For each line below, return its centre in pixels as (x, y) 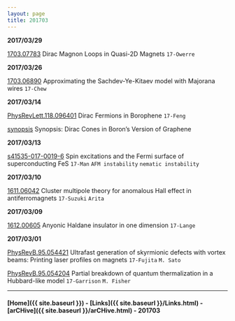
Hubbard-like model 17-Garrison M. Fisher (69, 280)
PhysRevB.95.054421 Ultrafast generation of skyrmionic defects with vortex (116, 252)
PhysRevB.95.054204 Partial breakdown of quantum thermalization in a (110, 273)
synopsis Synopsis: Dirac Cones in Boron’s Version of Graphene (99, 129)
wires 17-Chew (27, 88)
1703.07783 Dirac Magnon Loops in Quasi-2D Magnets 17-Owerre (101, 54)
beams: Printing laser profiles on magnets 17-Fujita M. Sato (94, 259)
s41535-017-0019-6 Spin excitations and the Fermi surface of (95, 156)
